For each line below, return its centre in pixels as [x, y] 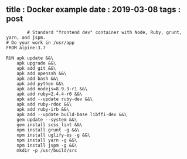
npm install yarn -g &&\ [47, 140]
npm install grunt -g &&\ [48, 130]
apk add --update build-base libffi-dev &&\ [72, 114]
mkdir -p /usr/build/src [47, 150]
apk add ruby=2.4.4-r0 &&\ [50, 94]
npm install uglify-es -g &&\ [54, 135]
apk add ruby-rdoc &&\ [44, 104]
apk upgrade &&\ [37, 63]
